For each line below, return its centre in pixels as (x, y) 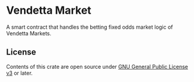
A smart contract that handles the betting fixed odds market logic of (90, 27)
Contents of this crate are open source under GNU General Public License (97, 66)
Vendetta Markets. (29, 33)
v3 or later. (19, 73)
